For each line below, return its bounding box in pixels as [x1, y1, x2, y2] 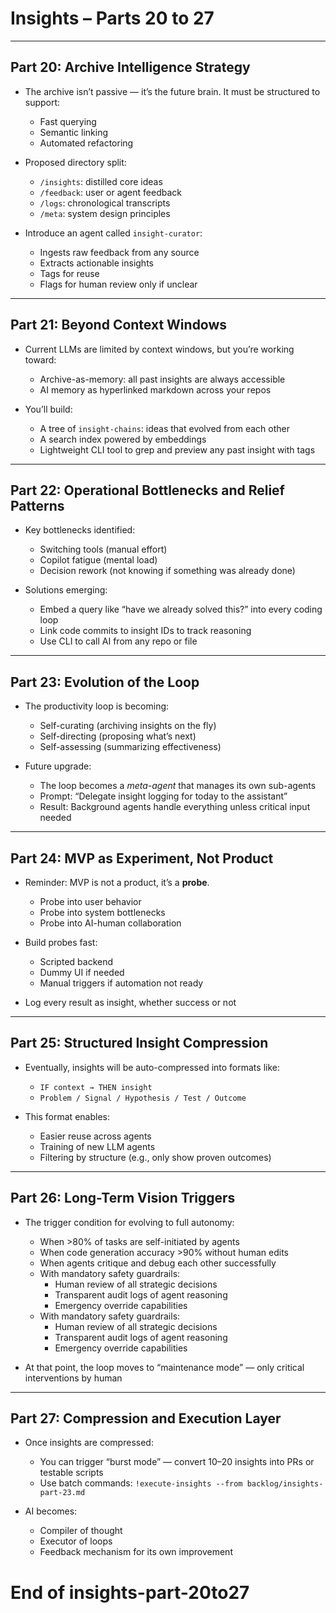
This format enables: [24, 1110, 110, 1122]
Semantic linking [39, 126, 109, 138]
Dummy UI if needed [39, 967, 125, 978]
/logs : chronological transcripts [39, 197, 171, 209]
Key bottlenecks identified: [24, 524, 136, 536]
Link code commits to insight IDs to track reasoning [39, 625, 252, 637]
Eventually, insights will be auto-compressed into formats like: [24, 1061, 280, 1073]
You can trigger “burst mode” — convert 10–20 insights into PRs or [39, 1456, 315, 1468]
